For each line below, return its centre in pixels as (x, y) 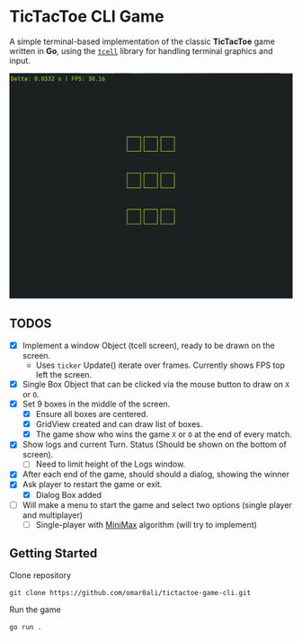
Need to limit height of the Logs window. (111, 464)
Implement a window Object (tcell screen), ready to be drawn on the (149, 345)
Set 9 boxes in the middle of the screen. (96, 404)
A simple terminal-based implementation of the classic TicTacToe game (142, 41)
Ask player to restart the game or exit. (92, 485)
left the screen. (64, 374)
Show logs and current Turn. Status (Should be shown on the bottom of (155, 445)
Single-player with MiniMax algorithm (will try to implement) (147, 524)
